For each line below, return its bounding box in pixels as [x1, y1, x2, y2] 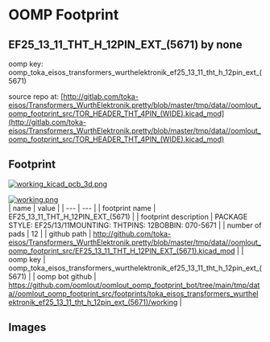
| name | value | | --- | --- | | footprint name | [8, 203, 156, 212]
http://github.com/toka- [93, 229, 172, 238]
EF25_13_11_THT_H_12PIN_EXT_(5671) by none [8, 38, 243, 52]
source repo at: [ [8, 92, 64, 101]
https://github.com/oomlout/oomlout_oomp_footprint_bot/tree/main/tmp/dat [8, 280, 260, 290]
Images [8, 320, 47, 335]
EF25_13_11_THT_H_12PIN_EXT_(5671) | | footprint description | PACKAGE [8, 212, 248, 221]
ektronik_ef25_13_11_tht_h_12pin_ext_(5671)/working [8, 297, 178, 307]
